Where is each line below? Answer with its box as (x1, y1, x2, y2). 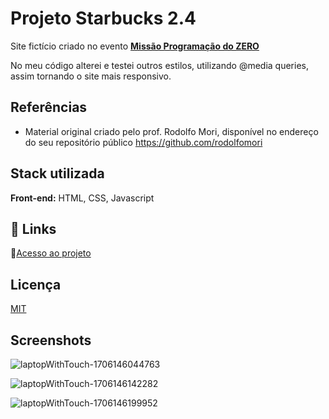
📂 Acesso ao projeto (10, 247, 92, 259)
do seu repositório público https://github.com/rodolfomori (24, 136, 263, 148)
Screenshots (10, 332, 92, 349)
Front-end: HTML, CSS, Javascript (10, 192, 155, 204)
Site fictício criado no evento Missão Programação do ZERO (10, 40, 260, 52)
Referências (10, 99, 88, 116)
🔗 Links (10, 220, 57, 237)
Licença (10, 276, 62, 293)
